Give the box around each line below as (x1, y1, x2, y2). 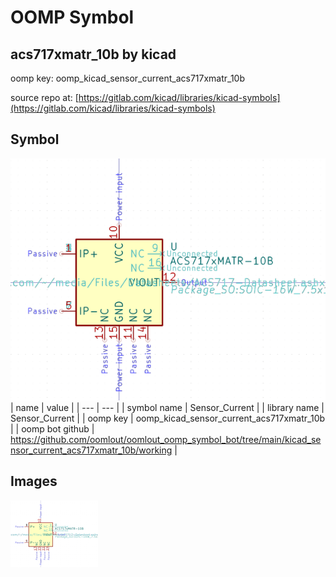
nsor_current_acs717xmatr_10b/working (10, 444, 173, 456)
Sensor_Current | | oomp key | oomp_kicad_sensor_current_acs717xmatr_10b (10, 412, 326, 425)
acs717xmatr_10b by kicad (10, 46, 177, 63)
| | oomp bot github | (10, 423, 95, 435)
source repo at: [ (10, 92, 79, 103)
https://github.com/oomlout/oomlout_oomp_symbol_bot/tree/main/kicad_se (10, 434, 322, 446)
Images (10, 473, 58, 490)
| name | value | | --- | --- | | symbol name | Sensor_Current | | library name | (10, 402, 325, 414)
